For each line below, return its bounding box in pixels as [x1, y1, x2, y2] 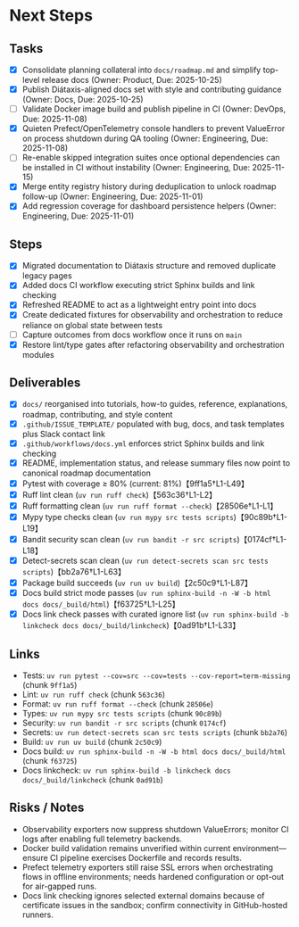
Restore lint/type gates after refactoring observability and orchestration [21, 339, 285, 350]
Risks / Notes [9, 800, 85, 815]
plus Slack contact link [21, 428, 105, 439]
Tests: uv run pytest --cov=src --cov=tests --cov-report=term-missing [21, 670, 291, 681]
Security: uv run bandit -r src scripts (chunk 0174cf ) [21, 717, 227, 728]
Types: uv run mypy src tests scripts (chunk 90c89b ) [21, 708, 222, 719]
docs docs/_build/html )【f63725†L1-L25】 [21, 599, 180, 609]
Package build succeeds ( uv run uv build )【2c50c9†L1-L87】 [21, 577, 253, 589]
